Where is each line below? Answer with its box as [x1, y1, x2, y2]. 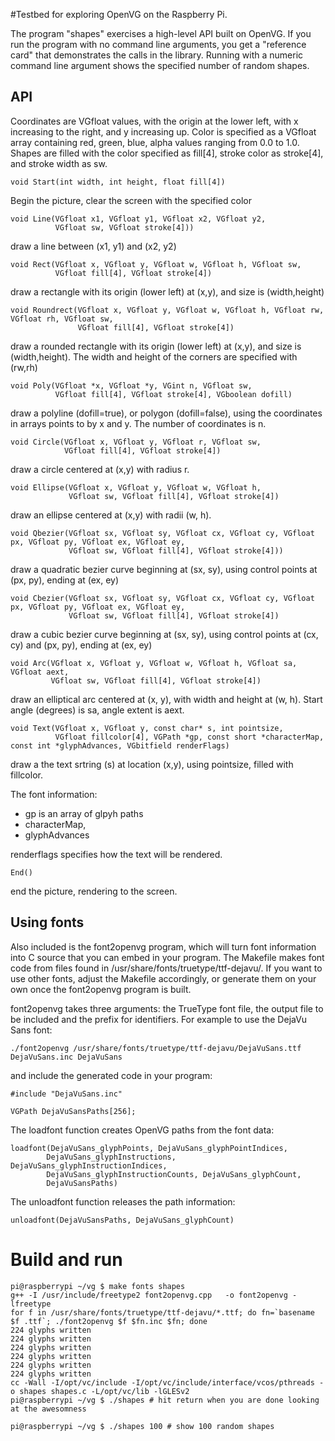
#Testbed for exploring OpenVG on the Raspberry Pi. [10, 9, 228, 20]
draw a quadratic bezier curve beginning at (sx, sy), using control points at [10, 563, 318, 575]
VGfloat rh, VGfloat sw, [10, 314, 114, 324]
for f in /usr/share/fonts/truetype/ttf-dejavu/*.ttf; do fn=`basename [10, 1307, 315, 1318]
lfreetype [10, 1299, 52, 1309]
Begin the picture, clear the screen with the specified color [10, 194, 252, 206]
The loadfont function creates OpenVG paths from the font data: [10, 1124, 275, 1136]
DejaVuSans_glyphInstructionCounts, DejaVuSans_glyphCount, [46, 1169, 302, 1179]
